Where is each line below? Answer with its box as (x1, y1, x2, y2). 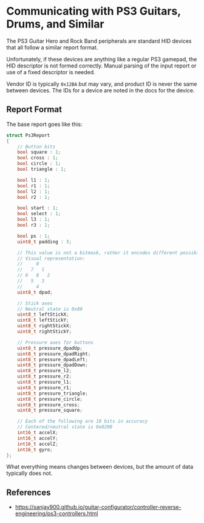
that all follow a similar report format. (6, 44, 98, 51)
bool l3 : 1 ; (17, 216, 50, 223)
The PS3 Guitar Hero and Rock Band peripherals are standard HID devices (6, 37, 192, 44)
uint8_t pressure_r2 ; (17, 373, 72, 379)
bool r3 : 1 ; (17, 222, 50, 228)
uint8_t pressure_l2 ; (17, 368, 72, 374)
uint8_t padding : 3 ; (17, 238, 72, 244)
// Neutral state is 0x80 (17, 306, 83, 312)
